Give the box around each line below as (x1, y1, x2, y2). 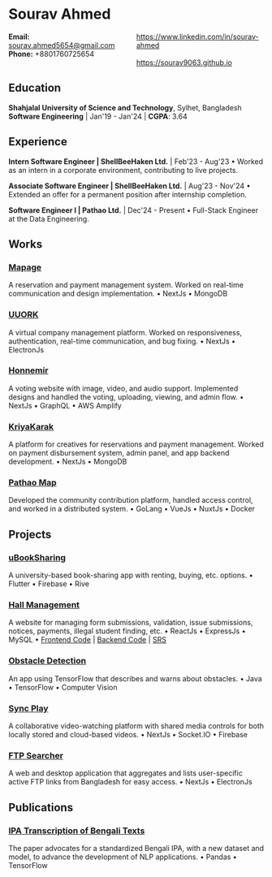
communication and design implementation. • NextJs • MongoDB (8, 289, 228, 299)
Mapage (8, 261, 42, 273)
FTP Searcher (8, 750, 63, 761)
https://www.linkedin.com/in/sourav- (136, 32, 259, 41)
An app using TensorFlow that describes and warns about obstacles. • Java (8, 673, 262, 683)
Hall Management (8, 599, 80, 611)
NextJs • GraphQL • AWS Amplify (8, 400, 122, 410)
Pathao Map (8, 477, 57, 488)
